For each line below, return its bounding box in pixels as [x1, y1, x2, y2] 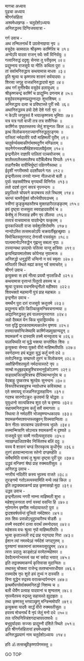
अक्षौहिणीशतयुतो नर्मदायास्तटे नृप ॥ [5, 361, 59, 367]
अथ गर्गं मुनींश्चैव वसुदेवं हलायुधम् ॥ [5, 85, 59, 90]
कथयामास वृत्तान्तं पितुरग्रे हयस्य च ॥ [5, 278, 60, 284]
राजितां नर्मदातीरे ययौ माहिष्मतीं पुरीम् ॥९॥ [5, 135, 68, 140]
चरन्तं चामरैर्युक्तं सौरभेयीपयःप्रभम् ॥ [5, 195, 58, 201]
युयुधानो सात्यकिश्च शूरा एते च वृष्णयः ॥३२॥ [5, 400, 72, 406]
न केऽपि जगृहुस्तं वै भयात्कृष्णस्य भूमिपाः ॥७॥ [5, 112, 73, 118]
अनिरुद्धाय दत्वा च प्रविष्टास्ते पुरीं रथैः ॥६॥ [5, 102, 69, 107]
